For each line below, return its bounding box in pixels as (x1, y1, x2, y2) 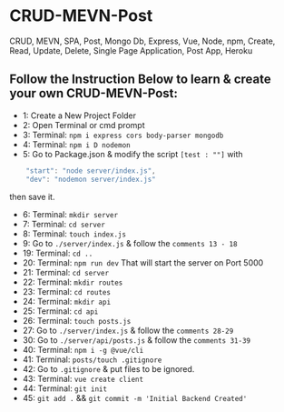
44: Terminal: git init (22, 383, 107, 394)
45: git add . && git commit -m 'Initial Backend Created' (22, 392, 248, 403)
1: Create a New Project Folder (22, 110, 137, 121)
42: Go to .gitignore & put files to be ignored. (22, 363, 195, 374)
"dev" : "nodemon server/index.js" (25, 175, 156, 184)
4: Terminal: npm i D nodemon (22, 138, 131, 150)
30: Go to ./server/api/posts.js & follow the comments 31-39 (22, 334, 251, 346)
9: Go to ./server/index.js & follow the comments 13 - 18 (22, 237, 238, 248)
